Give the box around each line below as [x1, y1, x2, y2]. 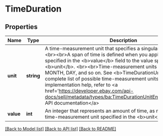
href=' [45, 88, 59, 94]
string [26, 73, 40, 79]
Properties [5, 23, 38, 31]
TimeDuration [5, 3, 62, 15]
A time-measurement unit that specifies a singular [45, 45, 160, 52]
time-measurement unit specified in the [45, 114, 136, 120]
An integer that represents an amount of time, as [45, 107, 155, 114]
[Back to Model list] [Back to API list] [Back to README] [5, 126, 116, 132]
